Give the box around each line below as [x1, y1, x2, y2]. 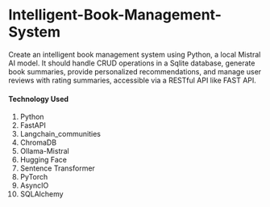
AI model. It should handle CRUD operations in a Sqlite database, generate [8, 58, 255, 68]
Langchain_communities [19, 129, 101, 139]
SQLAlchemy [19, 189, 64, 199]
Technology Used [8, 94, 69, 103]
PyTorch [19, 172, 48, 182]
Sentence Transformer [19, 163, 95, 173]
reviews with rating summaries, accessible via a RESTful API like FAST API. [8, 75, 256, 85]
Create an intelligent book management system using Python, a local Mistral [8, 49, 261, 59]
